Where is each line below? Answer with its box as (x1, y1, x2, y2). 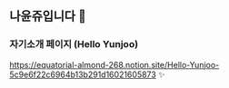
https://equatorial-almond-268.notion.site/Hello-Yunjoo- (9, 59, 220, 70)
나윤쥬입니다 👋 (9, 8, 86, 24)
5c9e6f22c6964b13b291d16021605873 (9, 69, 156, 80)
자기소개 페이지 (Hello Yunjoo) (9, 38, 139, 51)
